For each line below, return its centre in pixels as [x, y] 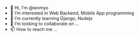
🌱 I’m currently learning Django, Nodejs [51, 18]
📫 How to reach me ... [34, 29]
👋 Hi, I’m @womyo [29, 8]
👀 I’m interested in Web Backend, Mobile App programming [72, 13]
